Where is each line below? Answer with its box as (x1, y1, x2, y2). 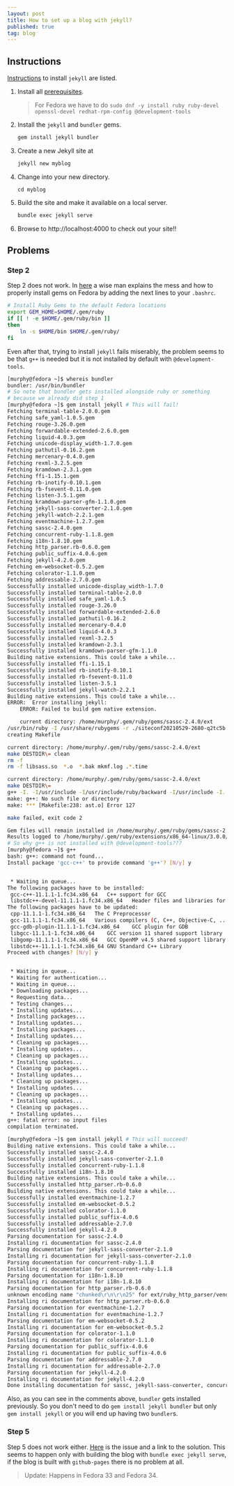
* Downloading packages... (10, 987, 89, 994)
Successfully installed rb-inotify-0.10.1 (7, 667, 132, 674)
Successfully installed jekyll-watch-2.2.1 (7, 686, 136, 693)
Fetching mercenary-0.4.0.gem (7, 454, 95, 460)
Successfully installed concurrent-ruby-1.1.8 (7, 1161, 145, 1169)
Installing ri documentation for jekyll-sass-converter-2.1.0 (7, 1252, 192, 1260)
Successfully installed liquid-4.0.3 (7, 628, 117, 635)
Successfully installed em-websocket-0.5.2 (7, 1200, 136, 1207)
